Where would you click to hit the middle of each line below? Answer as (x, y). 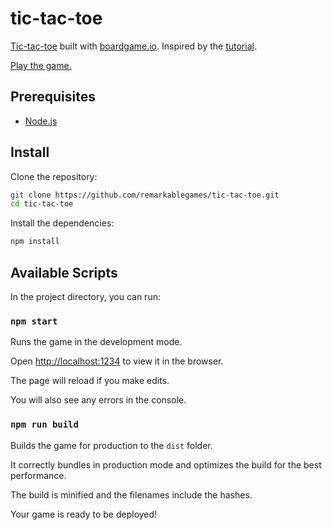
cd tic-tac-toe (42, 204)
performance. (38, 475)
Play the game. (41, 65)
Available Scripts (64, 272)
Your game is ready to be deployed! (84, 514)
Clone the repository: (54, 176)
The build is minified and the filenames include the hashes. (131, 494)
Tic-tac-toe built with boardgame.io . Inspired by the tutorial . (133, 46)
